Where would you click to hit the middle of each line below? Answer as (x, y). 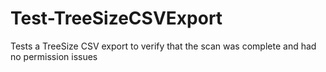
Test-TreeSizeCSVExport (116, 18)
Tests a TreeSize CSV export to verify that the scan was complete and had (163, 46)
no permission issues (54, 56)
